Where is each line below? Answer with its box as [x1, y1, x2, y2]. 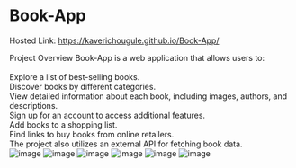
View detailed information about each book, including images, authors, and [9, 91, 288, 102]
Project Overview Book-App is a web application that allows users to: [9, 52, 265, 63]
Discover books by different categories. [9, 81, 156, 92]
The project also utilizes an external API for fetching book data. [9, 138, 243, 149]
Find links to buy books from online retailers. [9, 128, 175, 139]
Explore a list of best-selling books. [9, 71, 140, 82]
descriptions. [9, 100, 58, 111]
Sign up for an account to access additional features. [9, 110, 205, 120]
